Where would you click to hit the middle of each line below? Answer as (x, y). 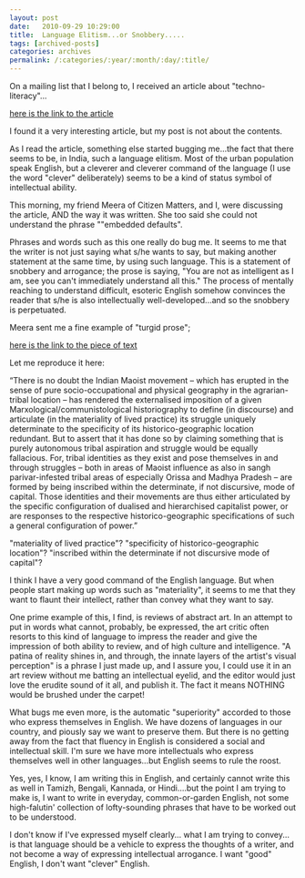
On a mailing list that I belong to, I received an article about (120, 86)
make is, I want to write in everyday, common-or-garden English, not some (149, 797)
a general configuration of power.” (74, 526)
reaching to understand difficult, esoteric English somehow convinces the (147, 291)
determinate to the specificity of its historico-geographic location (132, 429)
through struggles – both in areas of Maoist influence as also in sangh (140, 467)
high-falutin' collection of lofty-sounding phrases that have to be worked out (153, 807)
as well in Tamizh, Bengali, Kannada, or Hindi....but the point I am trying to (148, 788)
